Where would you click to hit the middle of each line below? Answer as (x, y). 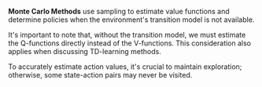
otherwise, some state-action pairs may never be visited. (100, 75)
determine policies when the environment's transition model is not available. (131, 20)
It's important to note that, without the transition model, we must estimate (127, 35)
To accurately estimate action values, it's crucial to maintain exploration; (125, 67)
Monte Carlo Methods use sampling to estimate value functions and (119, 11)
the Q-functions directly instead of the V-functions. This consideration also (130, 43)
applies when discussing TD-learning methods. (85, 51)
